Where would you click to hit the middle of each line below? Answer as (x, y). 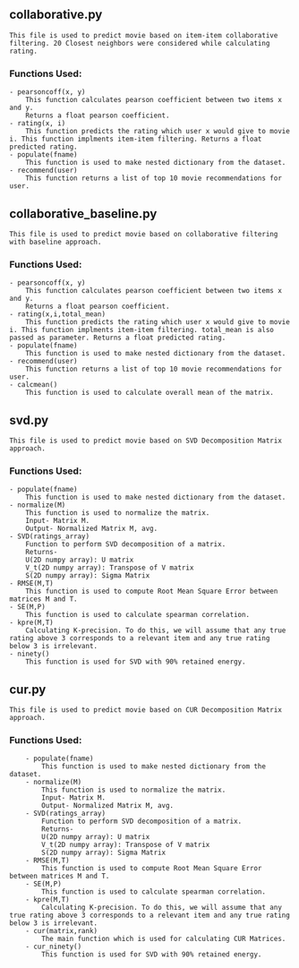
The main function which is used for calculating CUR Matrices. (164, 939)
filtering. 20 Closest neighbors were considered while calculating (140, 43)
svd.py (29, 420)
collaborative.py (56, 15)
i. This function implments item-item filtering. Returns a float (136, 139)
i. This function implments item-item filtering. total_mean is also (142, 330)
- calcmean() (34, 385)
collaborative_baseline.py (83, 214)
